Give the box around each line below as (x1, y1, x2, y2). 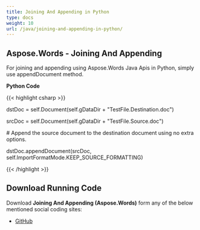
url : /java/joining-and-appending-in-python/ (6, 25, 123, 32)
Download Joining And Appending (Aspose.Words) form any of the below (6, 199, 193, 206)
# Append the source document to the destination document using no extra (6, 130, 195, 137)
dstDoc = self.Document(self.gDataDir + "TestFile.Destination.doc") (6, 106, 174, 113)
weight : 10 (6, 20, 34, 26)
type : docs (6, 15, 34, 21)
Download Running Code (6, 183, 102, 194)
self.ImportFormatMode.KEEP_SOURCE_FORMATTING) (6, 154, 143, 161)
